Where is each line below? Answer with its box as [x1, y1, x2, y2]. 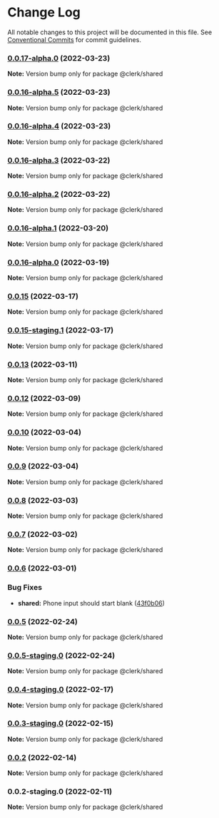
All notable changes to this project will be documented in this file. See [7, 28, 213, 36]
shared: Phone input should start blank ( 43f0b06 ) [17, 598, 165, 607]
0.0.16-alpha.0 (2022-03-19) [7, 257, 110, 267]
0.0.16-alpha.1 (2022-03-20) [7, 223, 109, 233]
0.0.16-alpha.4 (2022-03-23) [7, 121, 111, 131]
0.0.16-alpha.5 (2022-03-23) [7, 87, 111, 97]
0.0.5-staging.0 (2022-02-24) [7, 650, 116, 660]
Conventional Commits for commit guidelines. [7, 35, 141, 44]
